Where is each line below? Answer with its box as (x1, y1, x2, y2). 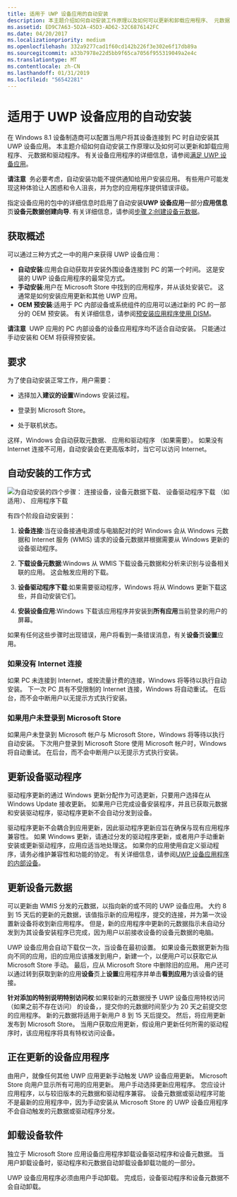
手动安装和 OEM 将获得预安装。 (7, 333, 99, 342)
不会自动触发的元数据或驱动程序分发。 (7, 1107, 119, 1115)
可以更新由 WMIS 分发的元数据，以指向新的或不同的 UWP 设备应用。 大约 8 (7, 901, 227, 910)
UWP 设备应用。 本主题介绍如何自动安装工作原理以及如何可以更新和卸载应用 (7, 142, 230, 150)
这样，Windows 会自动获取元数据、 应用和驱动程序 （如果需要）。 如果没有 (7, 436, 224, 444)
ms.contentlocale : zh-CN (7, 63, 80, 70)
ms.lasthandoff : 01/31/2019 (7, 69, 90, 76)
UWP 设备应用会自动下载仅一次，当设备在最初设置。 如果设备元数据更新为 (7, 943, 224, 951)
